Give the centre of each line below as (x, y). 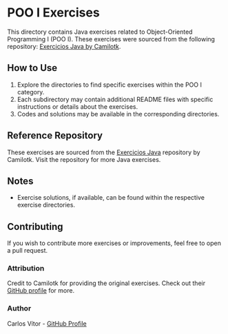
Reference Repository (55, 136)
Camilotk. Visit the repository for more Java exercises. (84, 159)
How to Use (32, 68)
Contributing (35, 226)
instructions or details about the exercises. (77, 106)
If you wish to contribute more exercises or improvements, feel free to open (114, 243)
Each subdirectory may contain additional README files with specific (115, 99)
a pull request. (28, 251)
